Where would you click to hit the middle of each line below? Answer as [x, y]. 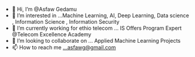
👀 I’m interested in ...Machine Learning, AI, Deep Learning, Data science [100, 15]
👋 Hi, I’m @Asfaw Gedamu [44, 9]
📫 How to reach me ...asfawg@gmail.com [64, 47]
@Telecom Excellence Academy [51, 34]
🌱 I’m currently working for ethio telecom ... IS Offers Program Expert [97, 28]
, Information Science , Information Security [65, 22]
